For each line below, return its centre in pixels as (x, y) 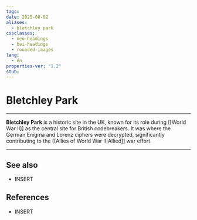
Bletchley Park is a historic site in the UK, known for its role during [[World (96, 122)
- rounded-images (33, 50)
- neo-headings (30, 39)
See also (22, 165)
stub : (13, 72)
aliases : (17, 22)
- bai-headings (30, 45)
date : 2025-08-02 (27, 17)
